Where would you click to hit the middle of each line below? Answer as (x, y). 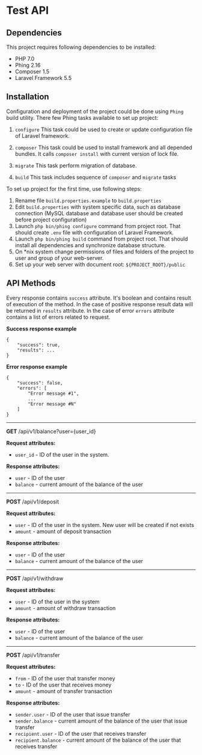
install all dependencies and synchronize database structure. (90, 245)
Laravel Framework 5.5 (43, 78)
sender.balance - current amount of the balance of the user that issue (101, 721)
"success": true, (39, 345)
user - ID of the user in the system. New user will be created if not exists (104, 525)
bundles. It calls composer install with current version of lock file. (97, 153)
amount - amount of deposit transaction (63, 531)
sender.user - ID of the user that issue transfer (72, 714)
